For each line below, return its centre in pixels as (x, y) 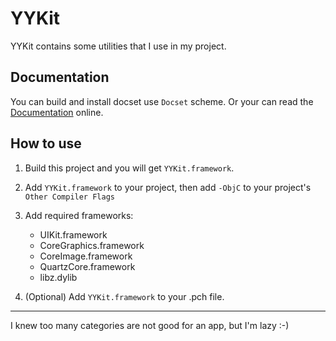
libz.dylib (58, 277)
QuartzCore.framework (87, 266)
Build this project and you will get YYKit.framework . (129, 168)
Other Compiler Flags (69, 197)
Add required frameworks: (79, 215)
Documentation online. (57, 112)
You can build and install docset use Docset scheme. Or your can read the (162, 101)
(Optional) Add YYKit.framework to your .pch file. (124, 296)
